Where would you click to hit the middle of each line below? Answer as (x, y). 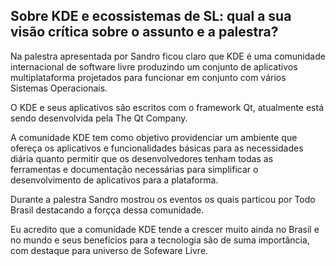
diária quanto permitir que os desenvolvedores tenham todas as (142, 158)
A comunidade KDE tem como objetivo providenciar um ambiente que (154, 137)
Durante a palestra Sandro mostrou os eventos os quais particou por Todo (163, 199)
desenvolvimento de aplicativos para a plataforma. (114, 180)
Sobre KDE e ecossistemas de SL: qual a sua (151, 16)
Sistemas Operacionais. (59, 88)
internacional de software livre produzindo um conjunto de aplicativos (154, 66)
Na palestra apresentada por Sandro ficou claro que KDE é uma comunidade (168, 56)
